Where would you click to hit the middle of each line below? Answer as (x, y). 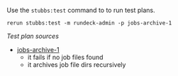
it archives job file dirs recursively (77, 65)
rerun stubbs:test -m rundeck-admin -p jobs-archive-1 (89, 23)
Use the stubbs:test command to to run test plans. (81, 10)
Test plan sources (33, 36)
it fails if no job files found (65, 57)
